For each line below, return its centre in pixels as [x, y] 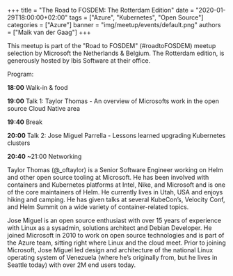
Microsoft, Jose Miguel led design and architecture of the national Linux [110, 250]
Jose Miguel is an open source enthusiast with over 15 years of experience [114, 220]
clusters [19, 143]
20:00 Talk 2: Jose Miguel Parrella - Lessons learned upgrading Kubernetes [116, 136]
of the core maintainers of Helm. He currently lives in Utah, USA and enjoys [115, 192]
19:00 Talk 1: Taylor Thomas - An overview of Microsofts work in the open [113, 101]
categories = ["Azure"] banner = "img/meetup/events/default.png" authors [114, 25]
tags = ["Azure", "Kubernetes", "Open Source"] [136, 17]
